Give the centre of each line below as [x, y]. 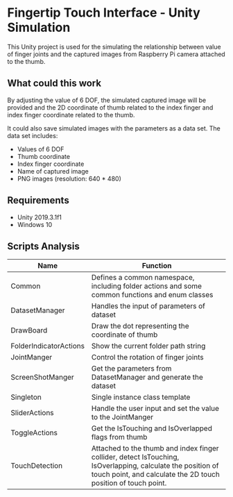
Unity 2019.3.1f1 [40, 217]
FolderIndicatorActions [48, 346]
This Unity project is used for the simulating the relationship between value [114, 47]
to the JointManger [122, 417]
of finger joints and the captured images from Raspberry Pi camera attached [116, 54]
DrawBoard [29, 330]
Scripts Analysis [43, 246]
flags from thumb [119, 437]
